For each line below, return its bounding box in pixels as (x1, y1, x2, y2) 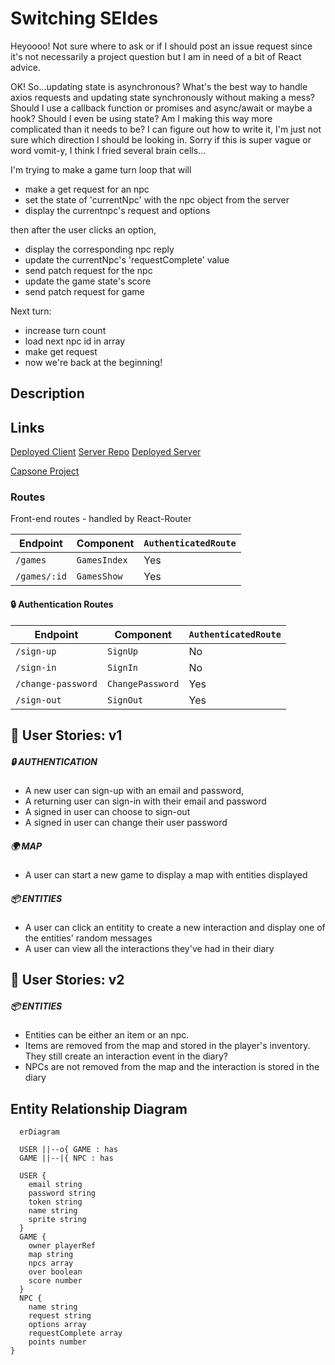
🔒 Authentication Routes (10, 598, 114, 611)
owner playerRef (28, 1241, 97, 1251)
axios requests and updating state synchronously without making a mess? (10, 91, 316, 103)
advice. (10, 61, 41, 73)
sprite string (28, 1215, 87, 1225)
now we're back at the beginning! (24, 356, 163, 368)
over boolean (28, 1267, 83, 1277)
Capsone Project (10, 465, 80, 477)
